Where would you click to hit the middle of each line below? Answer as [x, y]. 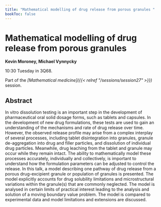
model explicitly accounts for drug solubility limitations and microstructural [80, 179]
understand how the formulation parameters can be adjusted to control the [80, 164]
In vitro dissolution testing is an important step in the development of [73, 112]
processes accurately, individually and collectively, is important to [71, 159]
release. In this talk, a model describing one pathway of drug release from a [80, 169]
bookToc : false [20, 14]
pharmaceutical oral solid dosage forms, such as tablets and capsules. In [78, 118]
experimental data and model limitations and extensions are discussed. [76, 200]
